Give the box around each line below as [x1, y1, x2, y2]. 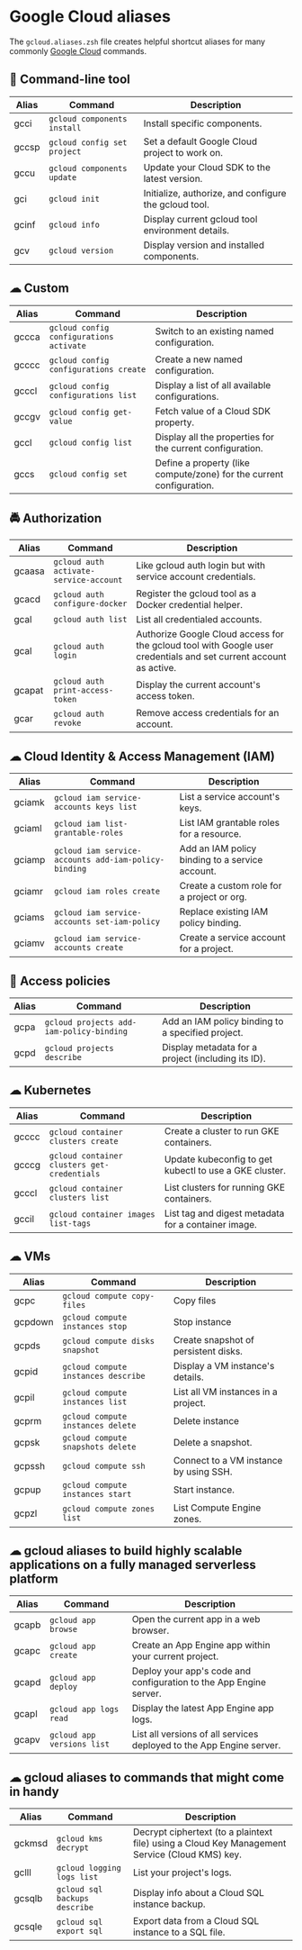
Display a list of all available [155, 378, 271, 391]
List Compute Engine [173, 1501, 262, 1514]
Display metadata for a [161, 1041, 258, 1053]
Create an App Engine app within [131, 1639, 271, 1652]
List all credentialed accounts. [136, 613, 262, 626]
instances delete [62, 1420, 137, 1430]
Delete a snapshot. [173, 1436, 253, 1448]
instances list [62, 1396, 128, 1407]
